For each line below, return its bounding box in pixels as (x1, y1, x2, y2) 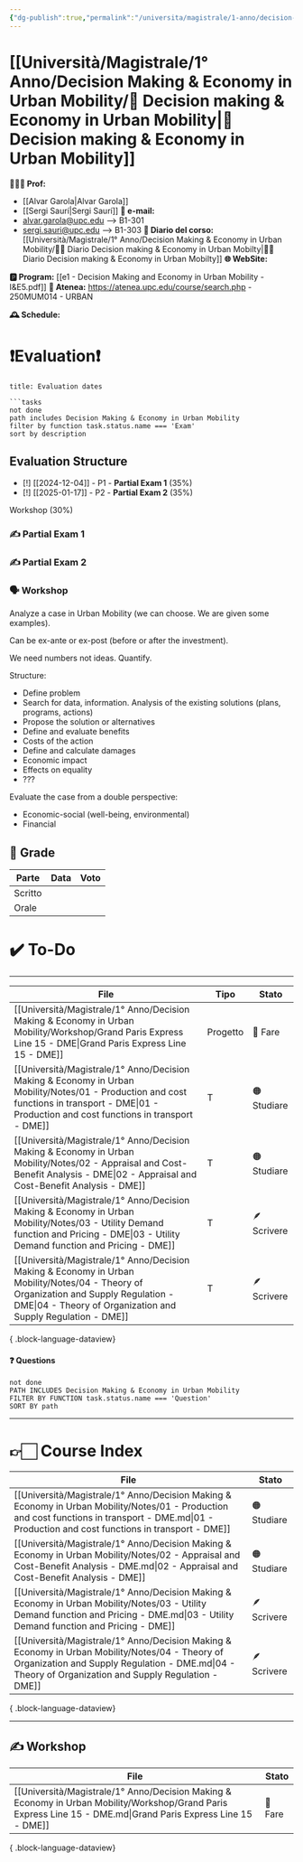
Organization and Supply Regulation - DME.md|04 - (14, 1657, 236, 1670)
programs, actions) (22, 706, 94, 718)
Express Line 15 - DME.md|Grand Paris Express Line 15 (14, 1808, 252, 1820)
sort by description (9, 429, 87, 438)
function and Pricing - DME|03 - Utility (14, 1228, 180, 1240)
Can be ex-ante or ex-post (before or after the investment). (9, 635, 229, 646)
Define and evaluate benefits (22, 726, 130, 737)
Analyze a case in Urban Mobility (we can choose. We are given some (9, 608, 270, 619)
